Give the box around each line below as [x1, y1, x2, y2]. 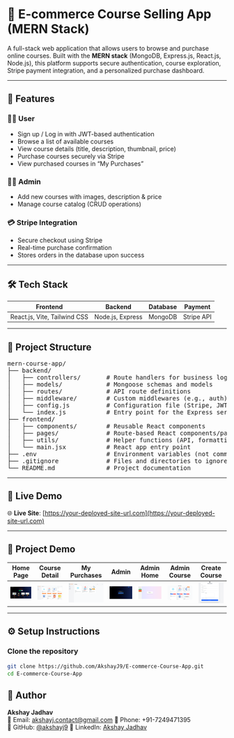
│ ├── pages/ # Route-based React [7, 430, 176, 437]
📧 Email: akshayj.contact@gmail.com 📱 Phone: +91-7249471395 [7, 715, 192, 723]
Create [201, 564, 221, 572]
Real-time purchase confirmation [17, 244, 112, 252]
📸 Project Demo [7, 543, 76, 556]
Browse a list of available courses [17, 137, 114, 146]
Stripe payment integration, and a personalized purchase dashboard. [7, 66, 205, 74]
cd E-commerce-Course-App [7, 670, 82, 677]
